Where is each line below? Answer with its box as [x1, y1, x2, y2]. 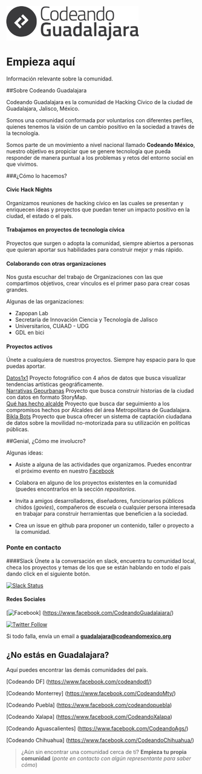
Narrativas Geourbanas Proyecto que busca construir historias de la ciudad [6, 387, 194, 395]
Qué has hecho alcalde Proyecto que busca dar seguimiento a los [6, 400, 170, 407]
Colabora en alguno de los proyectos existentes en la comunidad [15, 479, 177, 487]
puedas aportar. [6, 362, 47, 370]
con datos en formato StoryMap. [6, 393, 88, 401]
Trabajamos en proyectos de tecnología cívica [6, 226, 125, 234]
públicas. [6, 426, 29, 433]
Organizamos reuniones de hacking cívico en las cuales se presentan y [6, 199, 184, 206]
